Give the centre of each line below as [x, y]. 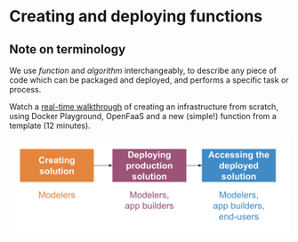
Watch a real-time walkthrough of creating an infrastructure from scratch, [144, 107]
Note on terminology [68, 49]
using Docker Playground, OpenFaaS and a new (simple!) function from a [143, 116]
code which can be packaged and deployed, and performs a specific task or [149, 80]
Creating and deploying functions [136, 16]
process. [25, 89]
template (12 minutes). [50, 125]
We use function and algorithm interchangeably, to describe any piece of [143, 70]
